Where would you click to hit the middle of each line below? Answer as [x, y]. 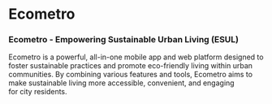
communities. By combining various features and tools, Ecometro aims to [131, 75]
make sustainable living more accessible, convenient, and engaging [121, 83]
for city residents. [38, 92]
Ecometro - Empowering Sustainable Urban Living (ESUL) [124, 40]
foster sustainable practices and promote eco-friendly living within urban [131, 66]
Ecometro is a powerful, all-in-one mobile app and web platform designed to [136, 57]
